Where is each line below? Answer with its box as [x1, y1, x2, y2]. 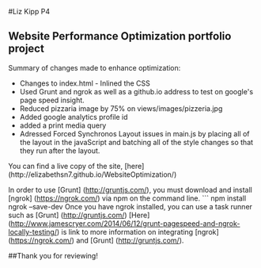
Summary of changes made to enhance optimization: [8, 63, 181, 72]
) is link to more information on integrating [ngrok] [56, 227, 219, 236]
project [8, 42, 45, 56]
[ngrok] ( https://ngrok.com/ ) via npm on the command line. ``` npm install [8, 193, 247, 203]
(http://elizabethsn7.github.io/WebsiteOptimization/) [8, 170, 177, 179]
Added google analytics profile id [19, 112, 128, 121]
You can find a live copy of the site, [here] [8, 161, 145, 170]
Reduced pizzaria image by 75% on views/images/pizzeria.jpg [19, 103, 223, 113]
